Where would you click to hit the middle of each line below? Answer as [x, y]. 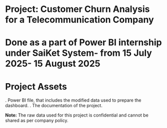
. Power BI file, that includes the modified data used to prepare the [73, 100]
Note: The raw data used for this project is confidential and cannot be [77, 115]
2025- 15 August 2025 [53, 64]
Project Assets [36, 86]
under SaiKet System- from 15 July [79, 53]
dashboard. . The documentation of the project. [54, 106]
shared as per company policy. [37, 121]
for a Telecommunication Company [80, 20]
